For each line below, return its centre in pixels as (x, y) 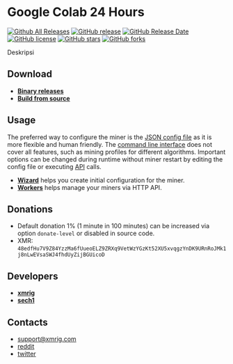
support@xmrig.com (47, 339)
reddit (26, 346)
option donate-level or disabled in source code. (86, 233)
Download (30, 74)
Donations (30, 209)
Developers (33, 276)
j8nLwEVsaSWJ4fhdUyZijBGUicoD (61, 255)
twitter (26, 354)
